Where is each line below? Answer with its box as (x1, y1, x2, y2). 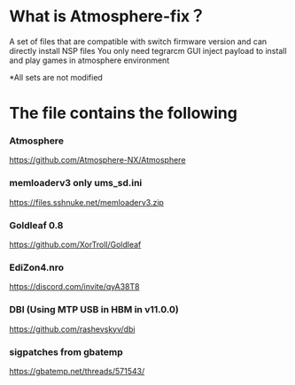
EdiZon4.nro (9, 261, 65, 273)
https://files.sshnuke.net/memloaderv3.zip (9, 196, 164, 207)
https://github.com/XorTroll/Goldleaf (9, 239, 142, 250)
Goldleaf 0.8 (9, 219, 64, 231)
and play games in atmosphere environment (9, 55, 170, 65)
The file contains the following (9, 104, 237, 123)
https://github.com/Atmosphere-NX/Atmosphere (9, 155, 186, 166)
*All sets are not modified (9, 72, 104, 82)
